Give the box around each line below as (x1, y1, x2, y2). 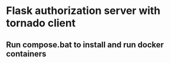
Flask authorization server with (6, 4, 161, 17)
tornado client (6, 16, 76, 30)
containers (6, 48, 47, 59)
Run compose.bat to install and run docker (6, 40, 164, 50)
